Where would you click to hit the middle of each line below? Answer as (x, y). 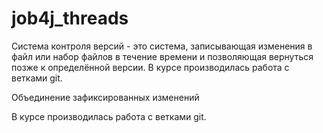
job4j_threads (70, 18)
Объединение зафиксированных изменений (105, 97)
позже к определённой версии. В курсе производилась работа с (150, 67)
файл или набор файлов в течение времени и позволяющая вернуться (162, 56)
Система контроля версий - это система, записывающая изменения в (162, 46)
